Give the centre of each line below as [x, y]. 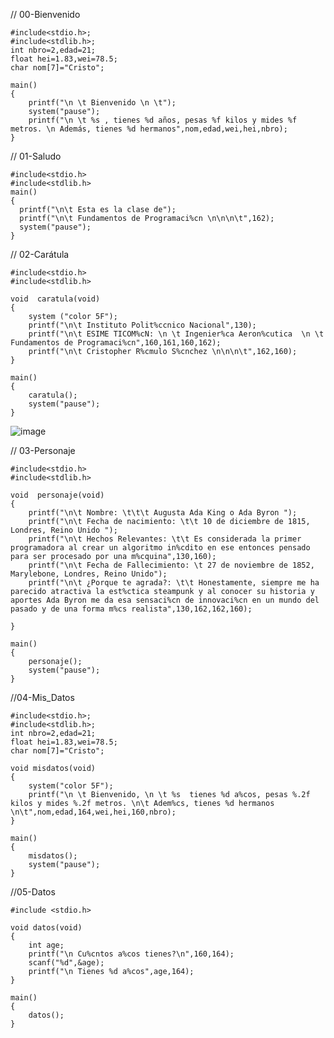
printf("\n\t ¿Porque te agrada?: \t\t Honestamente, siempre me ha [174, 583]
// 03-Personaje [43, 450]
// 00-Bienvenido [45, 14]
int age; [46, 945]
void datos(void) [46, 928]
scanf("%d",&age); [66, 963]
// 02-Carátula [40, 254]
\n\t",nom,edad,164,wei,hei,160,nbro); [93, 812]
